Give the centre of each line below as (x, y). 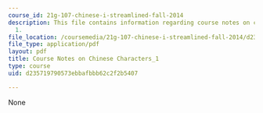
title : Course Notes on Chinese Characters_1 (83, 59)
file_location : (33, 37)
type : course (29, 66)
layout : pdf (27, 51)
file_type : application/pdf (54, 44)
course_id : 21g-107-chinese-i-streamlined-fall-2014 (96, 15)
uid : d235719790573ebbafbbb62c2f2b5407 (73, 73)
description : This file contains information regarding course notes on (129, 23)
